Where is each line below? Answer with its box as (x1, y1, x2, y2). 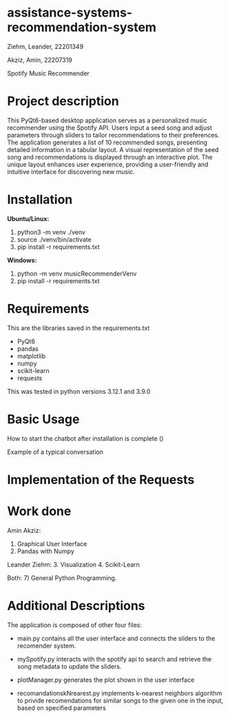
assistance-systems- (7, 5, 133, 21)
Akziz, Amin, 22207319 (7, 55, 72, 64)
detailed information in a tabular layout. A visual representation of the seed (7, 145, 219, 153)
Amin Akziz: (7, 526, 41, 535)
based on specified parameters (17, 703, 107, 712)
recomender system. (17, 641, 76, 650)
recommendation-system (7, 19, 157, 35)
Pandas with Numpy (17, 547, 74, 555)
